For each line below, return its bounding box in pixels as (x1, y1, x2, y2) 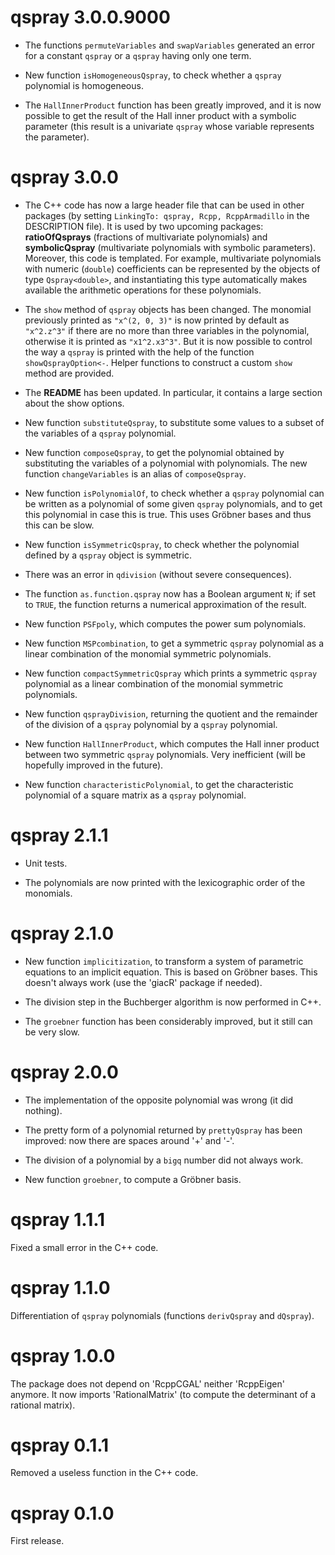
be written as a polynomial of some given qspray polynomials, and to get (24, 497, 323, 510)
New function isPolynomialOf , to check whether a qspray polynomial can (24, 487, 325, 499)
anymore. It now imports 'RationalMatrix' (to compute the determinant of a (10, 1388, 317, 1400)
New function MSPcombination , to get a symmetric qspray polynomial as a (24, 637, 325, 649)
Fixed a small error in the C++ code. (10, 1241, 159, 1253)
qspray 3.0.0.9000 (10, 6, 171, 29)
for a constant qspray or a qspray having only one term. (24, 49, 252, 61)
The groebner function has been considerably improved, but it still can (24, 1015, 313, 1027)
